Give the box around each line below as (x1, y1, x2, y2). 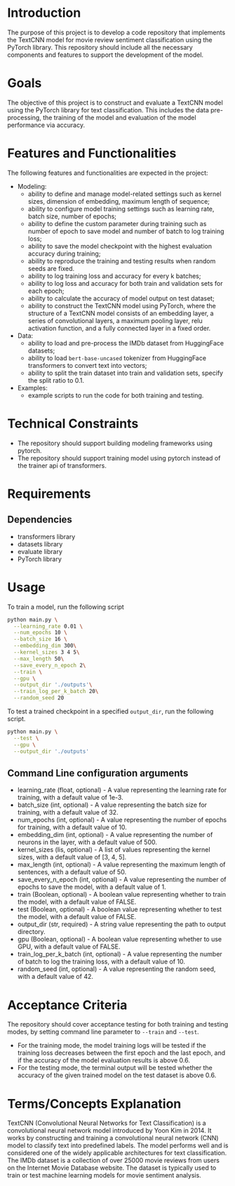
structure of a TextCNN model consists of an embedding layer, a (27, 309, 214, 317)
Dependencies (7, 514, 72, 526)
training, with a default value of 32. (17, 808, 119, 817)
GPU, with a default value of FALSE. (17, 942, 121, 951)
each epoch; (27, 286, 65, 295)
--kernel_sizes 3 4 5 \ (13, 649, 80, 656)
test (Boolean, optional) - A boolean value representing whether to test (17, 905, 222, 914)
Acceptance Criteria (7, 997, 128, 1013)
